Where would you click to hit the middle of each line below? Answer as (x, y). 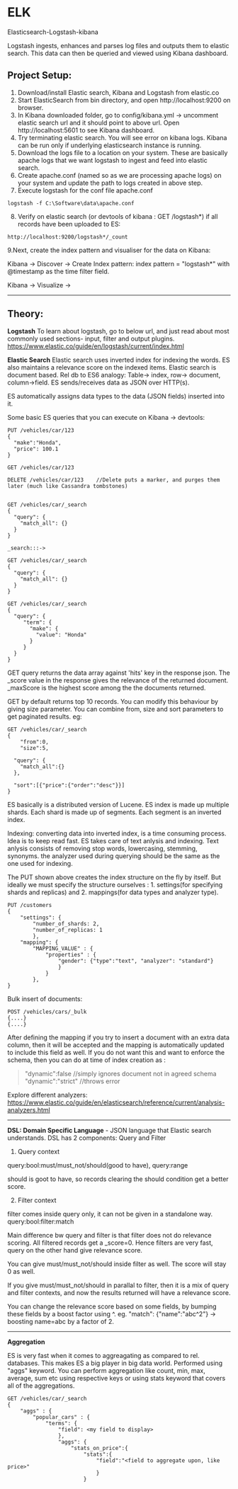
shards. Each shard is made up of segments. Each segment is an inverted (114, 812)
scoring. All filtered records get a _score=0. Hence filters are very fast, (110, 1243)
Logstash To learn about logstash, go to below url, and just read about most (118, 331)
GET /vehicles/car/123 (41, 467)
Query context (39, 1151)
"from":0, (35, 742)
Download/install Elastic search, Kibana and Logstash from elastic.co (118, 92)
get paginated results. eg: (45, 717)
